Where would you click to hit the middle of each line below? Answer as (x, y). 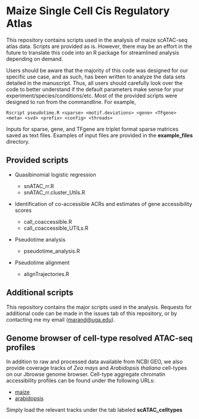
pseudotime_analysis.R (52, 251)
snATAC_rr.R (39, 186)
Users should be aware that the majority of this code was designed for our (97, 70)
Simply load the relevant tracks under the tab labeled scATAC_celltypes (94, 410)
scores (23, 210)
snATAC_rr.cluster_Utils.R (54, 192)
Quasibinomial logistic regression (55, 174)
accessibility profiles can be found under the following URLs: (81, 380)
